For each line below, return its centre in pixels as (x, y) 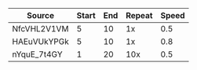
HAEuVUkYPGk (40, 41)
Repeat (139, 15)
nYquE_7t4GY (37, 54)
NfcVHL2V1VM (40, 29)
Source (41, 15)
